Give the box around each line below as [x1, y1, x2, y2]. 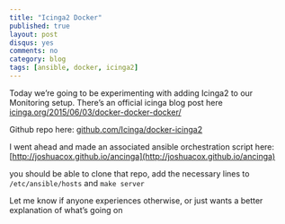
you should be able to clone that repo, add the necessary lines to [9, 168, 250, 179]
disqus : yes [9, 38, 54, 47]
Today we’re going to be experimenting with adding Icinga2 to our [9, 87, 254, 99]
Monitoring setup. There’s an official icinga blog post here [9, 97, 223, 108]
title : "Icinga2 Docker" [9, 13, 102, 22]
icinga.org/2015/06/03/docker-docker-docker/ [9, 107, 182, 117]
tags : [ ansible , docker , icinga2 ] [9, 64, 139, 73]
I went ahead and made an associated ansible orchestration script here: [9, 141, 275, 152]
